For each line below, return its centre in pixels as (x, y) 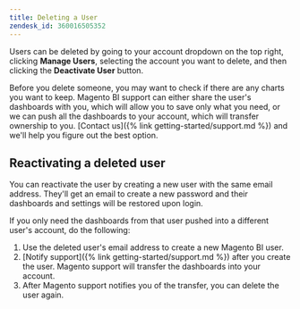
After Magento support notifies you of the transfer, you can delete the (150, 286)
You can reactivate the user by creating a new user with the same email (141, 185)
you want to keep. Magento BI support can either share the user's (130, 97)
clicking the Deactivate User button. (77, 70)
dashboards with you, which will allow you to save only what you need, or (145, 106)
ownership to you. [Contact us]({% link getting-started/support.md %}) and (149, 125)
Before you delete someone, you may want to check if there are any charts (147, 88)
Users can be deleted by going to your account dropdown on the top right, (146, 51)
